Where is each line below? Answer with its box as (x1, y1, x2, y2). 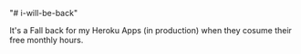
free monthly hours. (9, 35, 84, 45)
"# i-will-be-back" (9, 8, 78, 18)
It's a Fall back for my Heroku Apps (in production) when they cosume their (9, 25, 292, 35)
